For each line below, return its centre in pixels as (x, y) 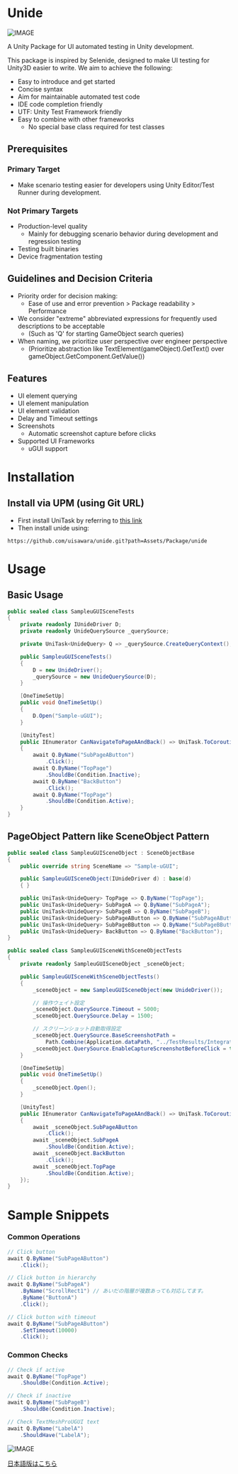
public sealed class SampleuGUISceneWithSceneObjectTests (95, 951)
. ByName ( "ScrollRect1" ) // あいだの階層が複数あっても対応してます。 (113, 1291)
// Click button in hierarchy (52, 1278)
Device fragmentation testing (60, 256)
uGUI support (48, 448)
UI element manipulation (53, 403)
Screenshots (36, 426)
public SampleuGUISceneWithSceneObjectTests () (90, 977)
